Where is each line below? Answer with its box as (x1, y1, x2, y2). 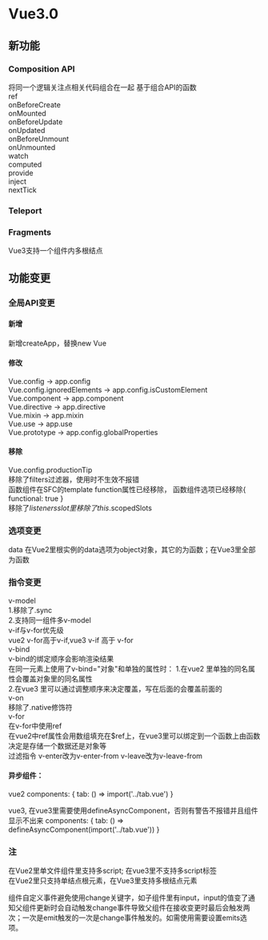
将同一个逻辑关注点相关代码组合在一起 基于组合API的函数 (8, 82, 198, 92)
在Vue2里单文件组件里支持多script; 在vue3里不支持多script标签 (8, 866, 218, 876)
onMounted (8, 108, 46, 118)
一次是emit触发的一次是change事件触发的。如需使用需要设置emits (22, 913, 241, 922)
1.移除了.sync (8, 605, 53, 615)
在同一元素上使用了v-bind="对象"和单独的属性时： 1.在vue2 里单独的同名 (8, 664, 249, 673)
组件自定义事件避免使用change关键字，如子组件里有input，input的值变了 (8, 893, 249, 902)
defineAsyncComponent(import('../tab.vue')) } (8, 825, 160, 834)
